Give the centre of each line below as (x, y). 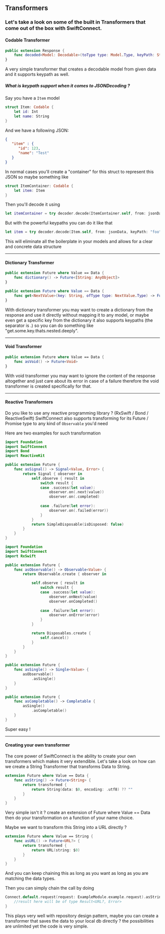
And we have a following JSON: (37, 130)
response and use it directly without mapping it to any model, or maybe (77, 315)
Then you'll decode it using (33, 205)
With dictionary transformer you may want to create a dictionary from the (79, 310)
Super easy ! (18, 729)
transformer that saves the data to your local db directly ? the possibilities (79, 921)
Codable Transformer (27, 40)
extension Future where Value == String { (49, 836)
